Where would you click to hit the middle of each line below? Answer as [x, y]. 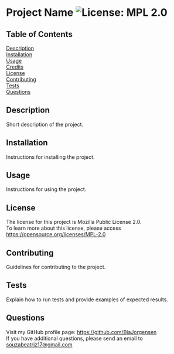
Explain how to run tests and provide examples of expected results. [87, 299]
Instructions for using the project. [46, 189]
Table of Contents [40, 34]
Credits [15, 67]
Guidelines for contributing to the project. [56, 267]
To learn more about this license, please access [64, 228]
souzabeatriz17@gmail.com [39, 344]
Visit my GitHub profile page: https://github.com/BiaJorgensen [81, 332]
